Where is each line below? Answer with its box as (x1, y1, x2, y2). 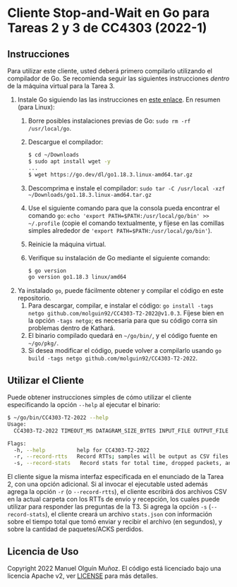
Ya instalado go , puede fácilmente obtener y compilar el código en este (17, 286, 224, 295)
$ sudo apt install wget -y (28, 157, 111, 165)
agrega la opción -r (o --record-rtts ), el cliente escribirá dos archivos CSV (7, 488, 227, 496)
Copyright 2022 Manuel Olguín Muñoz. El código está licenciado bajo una (7, 564, 221, 572)
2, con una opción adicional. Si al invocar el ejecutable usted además (7, 480, 208, 488)
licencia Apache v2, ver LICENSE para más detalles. (7, 571, 159, 580)
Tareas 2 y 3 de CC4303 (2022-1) (7, 20, 207, 36)
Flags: (7, 440, 27, 447)
